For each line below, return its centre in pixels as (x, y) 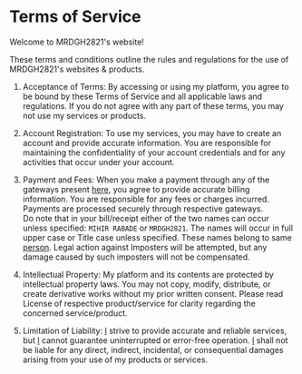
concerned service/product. (75, 313)
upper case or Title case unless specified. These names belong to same (157, 237)
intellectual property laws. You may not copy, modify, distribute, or (146, 284)
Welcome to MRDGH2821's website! (77, 42)
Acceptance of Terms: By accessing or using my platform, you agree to (156, 86)
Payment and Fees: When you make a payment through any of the (146, 180)
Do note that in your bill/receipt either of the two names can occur (146, 218)
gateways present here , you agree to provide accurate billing (136, 189)
